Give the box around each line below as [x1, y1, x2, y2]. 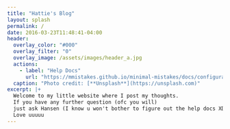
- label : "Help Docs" [19, 67, 81, 74]
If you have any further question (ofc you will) [13, 99, 157, 106]
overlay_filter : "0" [13, 48, 72, 55]
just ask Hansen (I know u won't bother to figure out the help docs [13, 105, 216, 112]
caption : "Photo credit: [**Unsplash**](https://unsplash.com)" [13, 80, 201, 87]
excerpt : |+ [7, 86, 41, 93]
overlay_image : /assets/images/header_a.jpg [13, 55, 142, 61]
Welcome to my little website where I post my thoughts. [13, 93, 179, 100]
